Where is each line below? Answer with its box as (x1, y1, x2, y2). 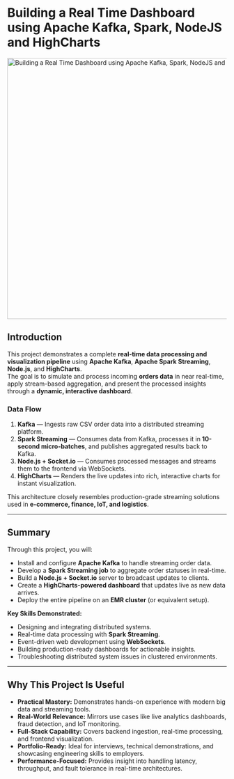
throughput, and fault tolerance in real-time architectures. (17, 764, 182, 772)
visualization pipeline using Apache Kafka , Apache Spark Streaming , (7, 357, 211, 365)
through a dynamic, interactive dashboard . (7, 386, 133, 395)
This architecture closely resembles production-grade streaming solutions (7, 493, 220, 501)
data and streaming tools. (17, 705, 91, 713)
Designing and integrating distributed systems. (17, 622, 152, 631)
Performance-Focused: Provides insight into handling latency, (17, 757, 197, 765)
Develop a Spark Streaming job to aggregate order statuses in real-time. (17, 566, 226, 574)
